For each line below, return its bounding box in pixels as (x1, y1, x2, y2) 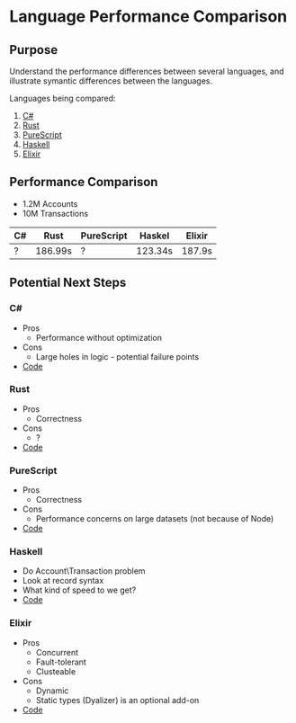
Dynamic (35, 685, 69, 696)
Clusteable (35, 665, 76, 676)
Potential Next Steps (9, 275, 127, 290)
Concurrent (35, 647, 79, 657)
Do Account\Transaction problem (22, 566, 146, 576)
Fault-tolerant (35, 656, 87, 667)
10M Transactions (22, 208, 88, 219)
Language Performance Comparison (9, 6, 288, 27)
